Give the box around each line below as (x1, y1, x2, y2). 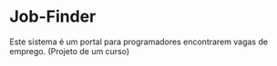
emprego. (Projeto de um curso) (9, 45, 130, 56)
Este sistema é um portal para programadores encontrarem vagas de (9, 36, 269, 47)
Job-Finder (9, 6, 97, 27)
